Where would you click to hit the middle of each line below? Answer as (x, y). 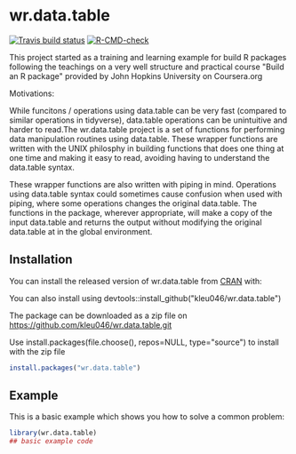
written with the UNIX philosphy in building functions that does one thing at (147, 148)
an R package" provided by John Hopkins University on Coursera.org (136, 76)
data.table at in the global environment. (81, 231)
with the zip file (37, 351)
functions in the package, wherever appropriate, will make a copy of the (141, 212)
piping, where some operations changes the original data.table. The (133, 203)
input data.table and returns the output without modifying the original (136, 222)
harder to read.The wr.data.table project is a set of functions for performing (147, 129)
